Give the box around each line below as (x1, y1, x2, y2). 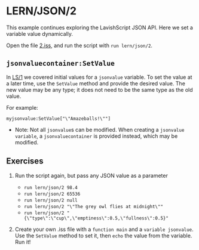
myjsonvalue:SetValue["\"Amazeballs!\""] (6, 115, 111, 122)
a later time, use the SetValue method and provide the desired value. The (6, 79, 185, 87)
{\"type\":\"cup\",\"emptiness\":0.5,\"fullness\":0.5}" (23, 215, 169, 221)
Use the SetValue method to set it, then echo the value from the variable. (14, 232, 192, 239)
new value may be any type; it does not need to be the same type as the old (6, 86, 193, 93)
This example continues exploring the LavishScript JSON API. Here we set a (6, 24, 193, 31)
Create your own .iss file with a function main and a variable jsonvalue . (14, 226, 194, 233)
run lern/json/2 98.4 (23, 184, 78, 190)
